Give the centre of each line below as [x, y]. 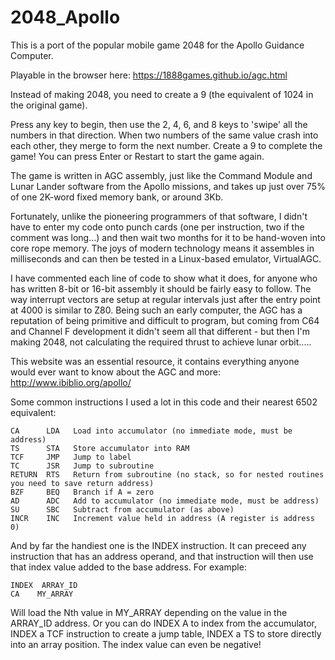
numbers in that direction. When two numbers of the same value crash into [164, 135]
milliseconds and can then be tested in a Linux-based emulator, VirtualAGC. [166, 258]
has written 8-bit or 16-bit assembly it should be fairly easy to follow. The [161, 288]
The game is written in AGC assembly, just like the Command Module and [161, 175]
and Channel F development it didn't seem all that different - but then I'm [160, 331]
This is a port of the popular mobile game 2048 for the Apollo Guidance [157, 45]
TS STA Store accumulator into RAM [100, 448]
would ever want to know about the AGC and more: [115, 372]
